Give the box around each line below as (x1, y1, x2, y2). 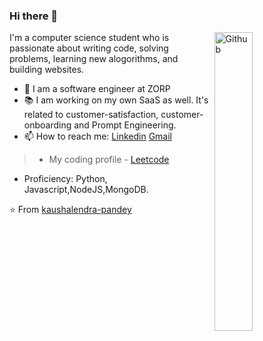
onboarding (23, 119, 72, 131)
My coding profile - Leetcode (48, 154, 170, 166)
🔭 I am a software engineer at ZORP (23, 83, 171, 95)
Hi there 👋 (9, 9, 59, 23)
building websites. (9, 64, 85, 76)
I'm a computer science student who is (9, 32, 170, 44)
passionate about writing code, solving (9, 42, 169, 54)
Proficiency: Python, (23, 173, 108, 185)
